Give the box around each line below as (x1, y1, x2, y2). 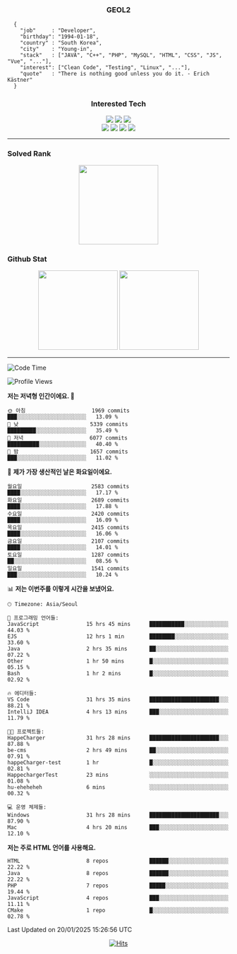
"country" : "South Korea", (20, 40, 102, 47)
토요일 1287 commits (7, 552, 130, 559)
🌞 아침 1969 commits (7, 407, 130, 414)
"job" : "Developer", (20, 27, 97, 35)
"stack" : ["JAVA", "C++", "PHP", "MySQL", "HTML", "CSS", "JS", (20, 52, 222, 59)
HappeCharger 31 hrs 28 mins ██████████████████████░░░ (7, 735, 229, 742)
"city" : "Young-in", (20, 46, 93, 53)
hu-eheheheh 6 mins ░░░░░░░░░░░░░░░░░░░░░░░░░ (7, 784, 229, 791)
